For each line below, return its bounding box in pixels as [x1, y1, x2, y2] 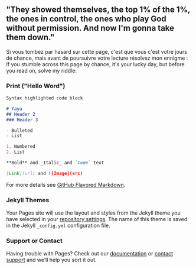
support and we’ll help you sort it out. [6, 257, 97, 264]
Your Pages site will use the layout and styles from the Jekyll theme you [6, 209, 181, 216]
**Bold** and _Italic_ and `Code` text [6, 160, 104, 166]
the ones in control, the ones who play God [6, 14, 166, 24]
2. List [6, 149, 25, 155]
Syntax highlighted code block [6, 95, 83, 101]
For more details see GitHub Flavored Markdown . [6, 181, 126, 188]
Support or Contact [6, 236, 63, 245]
